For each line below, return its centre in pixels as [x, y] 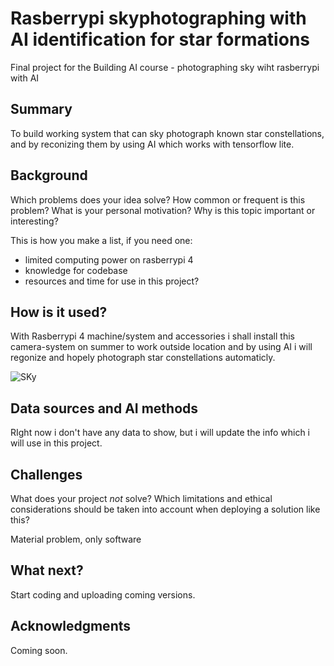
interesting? [34, 221]
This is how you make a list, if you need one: [101, 240]
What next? [47, 570]
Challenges [46, 474]
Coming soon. [39, 650]
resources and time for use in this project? [112, 281]
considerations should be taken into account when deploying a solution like [165, 509]
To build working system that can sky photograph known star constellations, [167, 133]
